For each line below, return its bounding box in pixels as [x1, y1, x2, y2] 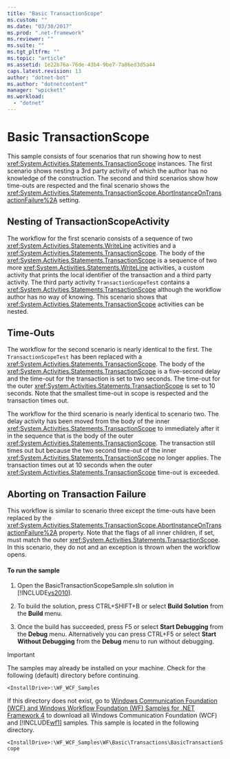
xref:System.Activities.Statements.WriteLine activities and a [7, 242, 176, 250]
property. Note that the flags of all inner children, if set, [59, 528, 215, 537]
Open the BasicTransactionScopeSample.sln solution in [17, 581, 174, 590]
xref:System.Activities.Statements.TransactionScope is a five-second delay [7, 367, 221, 376]
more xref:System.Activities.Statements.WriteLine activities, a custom [7, 263, 205, 272]
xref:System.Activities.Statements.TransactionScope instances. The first [7, 159, 213, 167]
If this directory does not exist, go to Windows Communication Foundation [7, 696, 218, 705]
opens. [7, 550, 27, 559]
